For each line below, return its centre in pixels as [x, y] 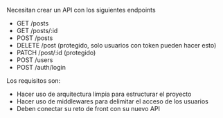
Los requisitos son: [34, 81]
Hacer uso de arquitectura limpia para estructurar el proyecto [104, 94]
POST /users [35, 60]
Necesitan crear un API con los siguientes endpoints [81, 10]
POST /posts [35, 38]
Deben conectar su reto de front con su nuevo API [88, 109]
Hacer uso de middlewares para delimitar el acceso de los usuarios [112, 101]
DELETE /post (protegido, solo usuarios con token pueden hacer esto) [116, 45]
